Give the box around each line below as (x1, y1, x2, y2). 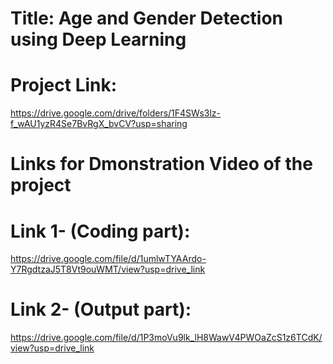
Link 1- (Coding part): (10, 220, 191, 242)
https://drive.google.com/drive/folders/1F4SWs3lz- (10, 107, 222, 119)
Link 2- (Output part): (10, 298, 192, 321)
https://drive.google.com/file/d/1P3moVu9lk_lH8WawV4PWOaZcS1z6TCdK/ (10, 332, 323, 344)
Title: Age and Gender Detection (10, 7, 284, 30)
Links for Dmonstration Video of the (10, 153, 313, 176)
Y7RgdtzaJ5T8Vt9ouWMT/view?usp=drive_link (10, 263, 206, 276)
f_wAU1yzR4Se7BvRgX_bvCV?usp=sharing (10, 118, 188, 130)
